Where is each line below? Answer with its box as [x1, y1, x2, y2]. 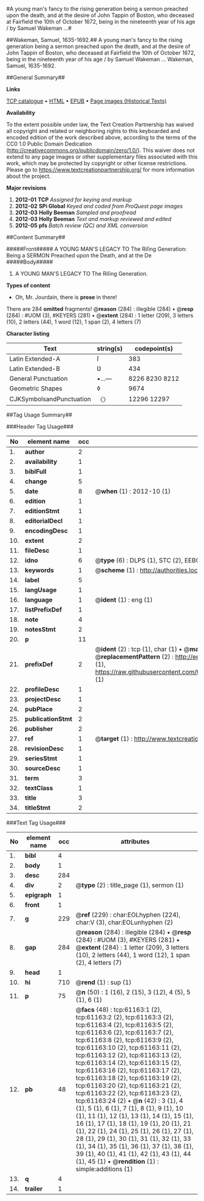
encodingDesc [25, 526, 68, 535]
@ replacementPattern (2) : [95, 653, 174, 661]
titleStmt [25, 804, 50, 812]
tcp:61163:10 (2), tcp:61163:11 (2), [75, 1044, 182, 1052]
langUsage [25, 586, 57, 594]
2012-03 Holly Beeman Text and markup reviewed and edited [15, 216, 172, 222]
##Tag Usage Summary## [6, 411, 73, 418]
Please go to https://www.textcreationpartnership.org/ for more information [6, 166, 195, 173]
